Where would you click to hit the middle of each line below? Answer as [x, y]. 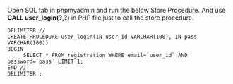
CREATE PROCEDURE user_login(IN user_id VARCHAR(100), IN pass [102, 37]
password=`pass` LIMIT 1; [45, 61]
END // [17, 68]
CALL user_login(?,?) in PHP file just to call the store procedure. [101, 18]
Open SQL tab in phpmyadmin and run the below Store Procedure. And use [116, 10]
